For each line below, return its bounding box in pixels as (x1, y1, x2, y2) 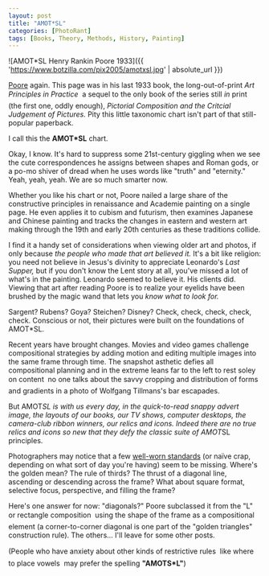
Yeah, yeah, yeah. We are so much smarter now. (8, 175, 169, 185)
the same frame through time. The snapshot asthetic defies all (8, 357, 214, 367)
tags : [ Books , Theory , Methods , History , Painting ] (8, 34, 185, 43)
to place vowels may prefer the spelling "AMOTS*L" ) (8, 558, 186, 568)
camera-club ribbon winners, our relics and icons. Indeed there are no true (8, 419, 257, 429)
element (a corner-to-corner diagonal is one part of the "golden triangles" (8, 522, 253, 532)
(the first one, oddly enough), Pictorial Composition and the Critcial (8, 101, 231, 111)
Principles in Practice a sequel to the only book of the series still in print (8, 89, 247, 99)
